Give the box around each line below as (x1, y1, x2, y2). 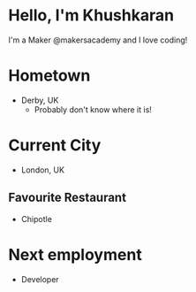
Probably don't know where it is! (34, 104, 152, 115)
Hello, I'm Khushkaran (8, 5, 174, 26)
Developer (20, 273, 59, 284)
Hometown (8, 65, 91, 86)
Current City (8, 135, 102, 156)
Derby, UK (20, 95, 59, 105)
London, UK (20, 165, 65, 175)
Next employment (8, 244, 142, 265)
